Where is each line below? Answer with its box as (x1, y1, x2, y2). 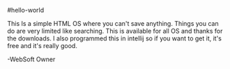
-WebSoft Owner (7, 55, 56, 63)
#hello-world (7, 6, 44, 14)
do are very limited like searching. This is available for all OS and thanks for (7, 27, 223, 35)
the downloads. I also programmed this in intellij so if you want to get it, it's (7, 34, 222, 43)
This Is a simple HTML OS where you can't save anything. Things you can (7, 20, 219, 27)
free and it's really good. (7, 42, 78, 49)
